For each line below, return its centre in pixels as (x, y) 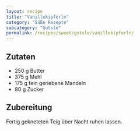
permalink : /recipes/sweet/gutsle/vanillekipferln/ (70, 33)
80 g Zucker (29, 89)
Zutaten (21, 57)
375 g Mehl (28, 77)
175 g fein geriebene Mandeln (50, 83)
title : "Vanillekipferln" (37, 17)
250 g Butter (29, 70)
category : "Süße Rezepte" (37, 22)
